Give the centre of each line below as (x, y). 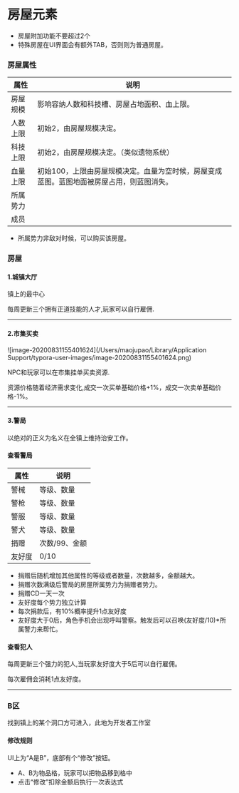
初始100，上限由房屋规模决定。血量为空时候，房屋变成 (130, 171)
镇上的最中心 (26, 294)
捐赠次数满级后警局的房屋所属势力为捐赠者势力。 (89, 584)
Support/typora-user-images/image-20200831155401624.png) (100, 357)
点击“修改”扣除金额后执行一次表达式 (70, 782)
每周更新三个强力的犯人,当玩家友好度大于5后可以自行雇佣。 (94, 664)
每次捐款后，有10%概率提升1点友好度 (72, 611)
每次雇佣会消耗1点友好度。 (46, 679)
